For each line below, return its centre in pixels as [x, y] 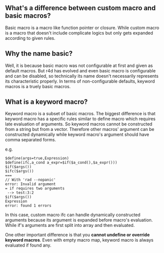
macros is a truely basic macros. [38, 86]
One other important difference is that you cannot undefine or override [77, 235]
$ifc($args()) [20, 171]
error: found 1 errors [28, 206]
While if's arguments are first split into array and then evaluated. [70, 225]
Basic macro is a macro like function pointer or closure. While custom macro [82, 28]
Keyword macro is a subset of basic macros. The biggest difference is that [80, 114]
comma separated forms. [31, 140]
